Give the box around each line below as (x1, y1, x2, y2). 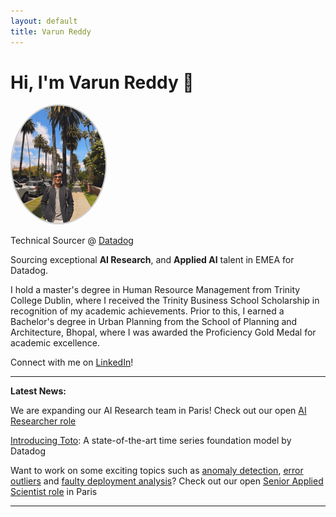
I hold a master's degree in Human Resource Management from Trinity (10, 283, 301, 295)
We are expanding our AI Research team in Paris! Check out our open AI (10, 404, 307, 416)
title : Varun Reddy (10, 26, 92, 37)
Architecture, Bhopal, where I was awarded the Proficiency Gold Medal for (10, 326, 317, 338)
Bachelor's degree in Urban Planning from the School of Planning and (10, 315, 298, 327)
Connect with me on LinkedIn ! (10, 356, 134, 368)
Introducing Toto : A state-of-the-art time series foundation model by (10, 434, 292, 446)
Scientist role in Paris (10, 485, 98, 497)
